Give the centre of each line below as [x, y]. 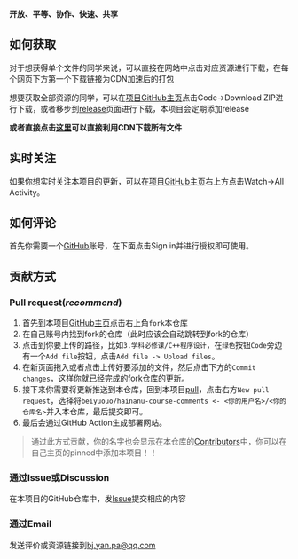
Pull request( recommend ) [66, 303]
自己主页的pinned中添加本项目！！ [94, 453]
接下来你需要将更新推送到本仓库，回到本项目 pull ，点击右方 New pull [145, 390]
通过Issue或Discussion [59, 478]
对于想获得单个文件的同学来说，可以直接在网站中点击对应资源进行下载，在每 [149, 67]
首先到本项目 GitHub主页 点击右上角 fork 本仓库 [105, 323]
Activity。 [27, 192]
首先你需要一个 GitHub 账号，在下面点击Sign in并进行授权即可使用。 [132, 246]
